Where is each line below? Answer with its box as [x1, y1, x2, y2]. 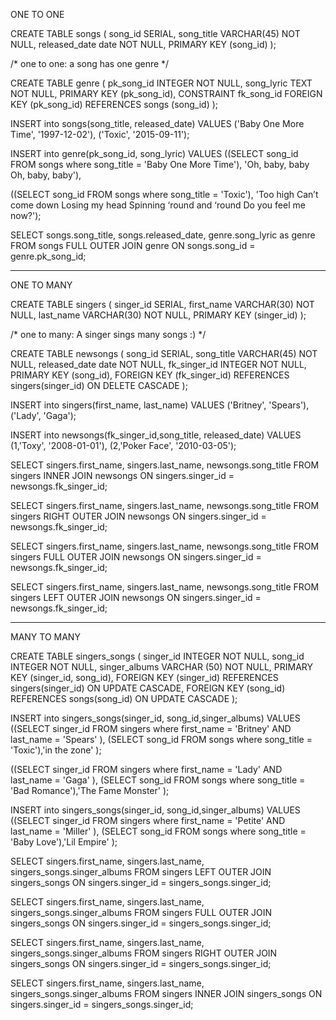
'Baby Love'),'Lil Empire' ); [10, 836, 118, 848]
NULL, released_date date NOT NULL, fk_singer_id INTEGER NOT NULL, [10, 359, 307, 370]
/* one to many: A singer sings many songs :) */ [10, 329, 207, 340]
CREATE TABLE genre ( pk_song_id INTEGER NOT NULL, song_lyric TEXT [10, 77, 313, 89]
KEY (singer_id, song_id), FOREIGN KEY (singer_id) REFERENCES [10, 672, 279, 683]
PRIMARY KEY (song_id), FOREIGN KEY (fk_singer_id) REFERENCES [10, 369, 290, 381]
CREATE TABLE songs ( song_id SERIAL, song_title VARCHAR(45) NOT [10, 28, 301, 39]
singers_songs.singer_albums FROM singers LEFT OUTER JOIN [10, 866, 272, 878]
